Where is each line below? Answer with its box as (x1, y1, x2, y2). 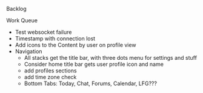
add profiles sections (24, 67, 77, 74)
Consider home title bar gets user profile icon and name (24, 60, 164, 68)
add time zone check (24, 74, 77, 80)
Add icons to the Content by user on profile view (15, 42, 136, 48)
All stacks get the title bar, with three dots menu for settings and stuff (24, 54, 197, 61)
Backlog (6, 5, 27, 12)
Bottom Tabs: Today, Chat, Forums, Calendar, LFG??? (24, 80, 158, 87)
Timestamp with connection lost (15, 35, 96, 42)
